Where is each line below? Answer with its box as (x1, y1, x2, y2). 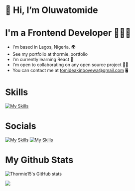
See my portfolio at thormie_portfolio (12, 51, 88, 57)
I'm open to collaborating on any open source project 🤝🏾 (12, 62, 129, 68)
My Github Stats (5, 154, 74, 166)
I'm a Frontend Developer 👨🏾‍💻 (5, 27, 131, 39)
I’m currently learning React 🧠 (12, 57, 74, 63)
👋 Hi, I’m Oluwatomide (5, 4, 98, 16)
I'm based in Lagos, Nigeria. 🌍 (12, 44, 76, 50)
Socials (5, 120, 36, 132)
